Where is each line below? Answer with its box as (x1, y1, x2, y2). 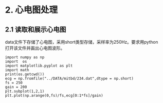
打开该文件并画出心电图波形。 (5, 45, 65, 51)
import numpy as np (5, 55, 45, 60)
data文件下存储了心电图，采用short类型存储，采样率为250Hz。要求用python (5, 39, 158, 45)
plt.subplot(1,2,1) (5, 89, 45, 94)
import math (5, 68, 29, 72)
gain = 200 (5, 85, 27, 89)
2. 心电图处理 (5, 4, 58, 16)
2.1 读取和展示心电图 (5, 25, 67, 34)
